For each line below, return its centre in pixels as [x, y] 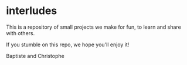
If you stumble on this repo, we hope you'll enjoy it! [68, 45]
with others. [21, 33]
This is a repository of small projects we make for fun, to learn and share [94, 27]
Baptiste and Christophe [35, 56]
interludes [32, 11]
